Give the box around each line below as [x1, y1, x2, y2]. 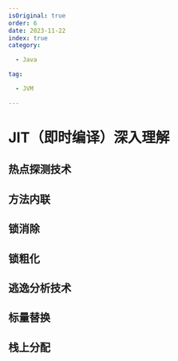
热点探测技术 [8, 163, 72, 177]
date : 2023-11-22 [8, 26, 66, 34]
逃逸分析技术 [8, 281, 72, 295]
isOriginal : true [8, 11, 66, 20]
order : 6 [8, 19, 38, 27]
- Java [15, 56, 38, 64]
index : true [8, 34, 48, 42]
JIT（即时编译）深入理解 [8, 129, 170, 146]
